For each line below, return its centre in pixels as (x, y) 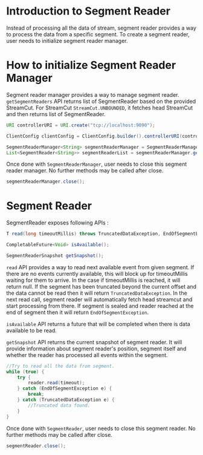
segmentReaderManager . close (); (46, 182)
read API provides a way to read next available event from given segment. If (100, 267)
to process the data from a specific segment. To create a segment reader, (98, 34)
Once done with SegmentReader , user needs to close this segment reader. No (101, 428)
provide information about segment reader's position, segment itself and (96, 349)
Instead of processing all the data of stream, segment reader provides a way (101, 28)
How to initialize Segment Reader (91, 65)
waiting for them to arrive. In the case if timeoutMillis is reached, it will (93, 280)
